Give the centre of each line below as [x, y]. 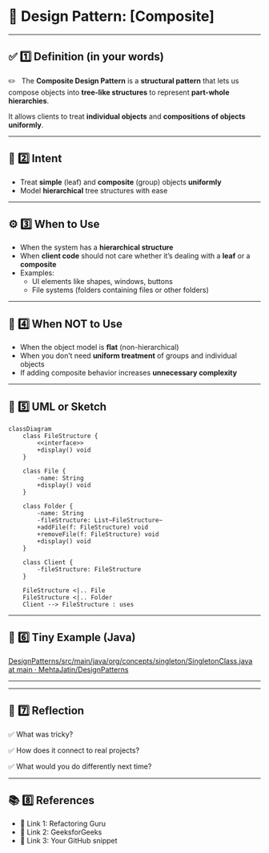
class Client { [48, 563]
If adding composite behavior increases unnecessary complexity [128, 373]
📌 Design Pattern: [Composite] [111, 16]
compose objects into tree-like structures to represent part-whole [119, 92]
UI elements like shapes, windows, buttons [102, 282]
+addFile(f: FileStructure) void [93, 527]
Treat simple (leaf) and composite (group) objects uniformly [120, 182]
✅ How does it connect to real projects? [74, 750]
